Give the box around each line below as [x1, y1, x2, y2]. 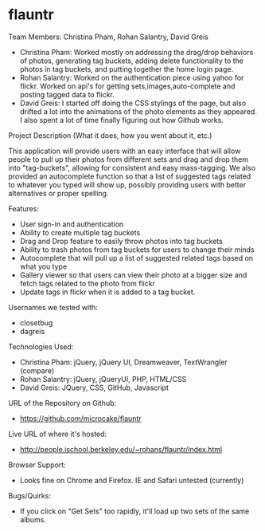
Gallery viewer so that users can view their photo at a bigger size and [19, 269, 247, 280]
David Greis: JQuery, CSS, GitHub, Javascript [19, 383, 170, 392]
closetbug [19, 317, 53, 328]
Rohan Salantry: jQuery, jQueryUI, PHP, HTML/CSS [19, 374, 187, 383]
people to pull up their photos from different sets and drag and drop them [8, 154, 249, 164]
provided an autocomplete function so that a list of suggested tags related [8, 171, 251, 181]
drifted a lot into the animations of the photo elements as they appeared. [19, 106, 257, 116]
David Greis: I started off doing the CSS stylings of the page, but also [19, 98, 247, 108]
